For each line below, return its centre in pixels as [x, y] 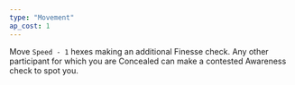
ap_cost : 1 [30, 26]
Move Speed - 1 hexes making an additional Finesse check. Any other [139, 51]
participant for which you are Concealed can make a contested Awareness [148, 61]
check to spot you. [44, 70]
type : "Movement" [42, 17]
